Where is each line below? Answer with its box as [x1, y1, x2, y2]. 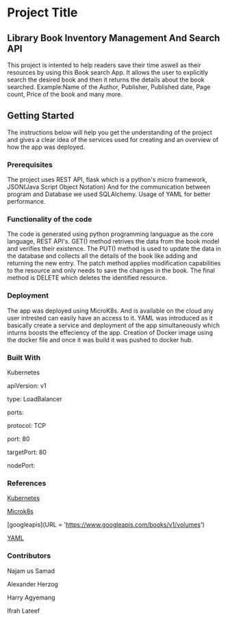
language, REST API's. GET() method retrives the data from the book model [7, 237, 220, 246]
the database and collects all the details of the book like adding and [7, 252, 198, 260]
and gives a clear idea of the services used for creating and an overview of [7, 135, 219, 143]
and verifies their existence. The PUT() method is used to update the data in [7, 245, 221, 253]
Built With [7, 353, 41, 362]
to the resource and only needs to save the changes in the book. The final [7, 266, 216, 275]
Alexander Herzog [7, 580, 58, 588]
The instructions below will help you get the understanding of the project [7, 128, 212, 136]
